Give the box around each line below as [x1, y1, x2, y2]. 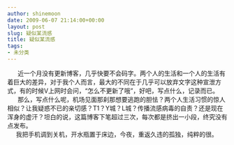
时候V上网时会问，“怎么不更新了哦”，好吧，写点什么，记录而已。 [31, 86, 219, 95]
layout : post [7, 23, 45, 30]
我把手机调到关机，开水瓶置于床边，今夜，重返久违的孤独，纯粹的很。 [15, 130, 218, 138]
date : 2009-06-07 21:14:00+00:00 [7, 17, 105, 24]
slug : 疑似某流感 [7, 29, 52, 37]
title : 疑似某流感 [7, 36, 56, 43]
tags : [7, 43, 23, 49]
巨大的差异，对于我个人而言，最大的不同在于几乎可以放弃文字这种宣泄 [13, 77, 215, 86]
